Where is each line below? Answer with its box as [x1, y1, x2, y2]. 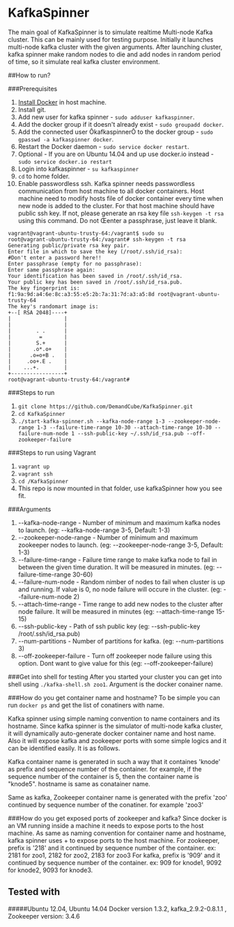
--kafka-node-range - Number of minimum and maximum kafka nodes [17, 518, 221, 527]
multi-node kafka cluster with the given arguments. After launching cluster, [8, 42, 223, 51]
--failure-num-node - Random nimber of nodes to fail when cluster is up [17, 577, 226, 586]
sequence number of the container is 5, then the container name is [8, 772, 199, 781]
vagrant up [17, 463, 50, 470]
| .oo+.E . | [8, 357, 68, 365]
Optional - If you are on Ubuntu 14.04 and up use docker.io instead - [17, 150, 214, 158]
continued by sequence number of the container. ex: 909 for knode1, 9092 [8, 858, 222, 866]
